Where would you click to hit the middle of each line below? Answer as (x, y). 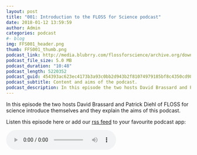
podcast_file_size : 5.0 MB (39, 60)
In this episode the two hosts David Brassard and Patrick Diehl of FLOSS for (97, 104)
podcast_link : (23, 55)
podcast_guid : (23, 77)
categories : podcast (31, 33)
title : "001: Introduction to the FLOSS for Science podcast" (84, 17)
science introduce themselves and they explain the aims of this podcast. (93, 110)
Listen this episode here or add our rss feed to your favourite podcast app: (96, 122)
